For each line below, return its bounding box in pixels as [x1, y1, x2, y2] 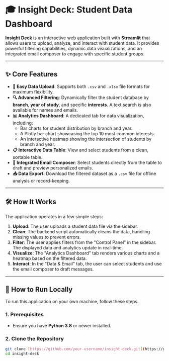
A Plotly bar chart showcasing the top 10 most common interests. [20, 130, 155, 136]
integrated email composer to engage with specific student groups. [5, 51, 145, 57]
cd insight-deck [5, 351, 39, 356]
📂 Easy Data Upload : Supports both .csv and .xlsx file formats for [12, 83, 150, 89]
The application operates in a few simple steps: [5, 213, 103, 219]
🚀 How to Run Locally [5, 285, 73, 294]
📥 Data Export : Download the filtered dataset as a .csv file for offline [12, 170, 156, 176]
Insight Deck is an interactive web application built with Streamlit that [5, 35, 150, 41]
